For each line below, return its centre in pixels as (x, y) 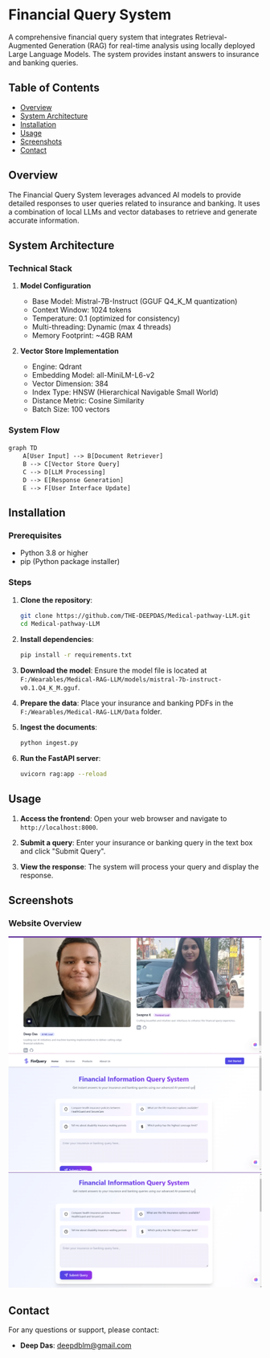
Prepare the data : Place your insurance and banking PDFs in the (127, 703)
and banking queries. (43, 63)
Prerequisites (35, 535)
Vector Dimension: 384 (70, 384)
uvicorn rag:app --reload (63, 774)
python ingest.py (49, 743)
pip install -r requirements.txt (76, 655)
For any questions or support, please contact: (84, 1330)
